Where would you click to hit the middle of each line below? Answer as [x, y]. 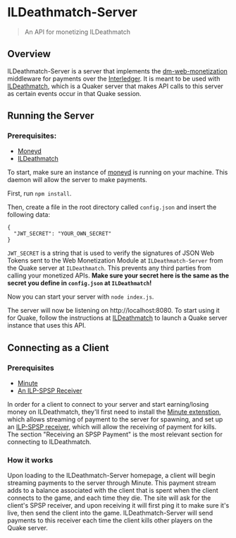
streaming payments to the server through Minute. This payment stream [112, 483]
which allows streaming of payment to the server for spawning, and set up [115, 419]
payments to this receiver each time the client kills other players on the [110, 520]
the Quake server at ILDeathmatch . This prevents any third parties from [109, 268]
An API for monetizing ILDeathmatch [77, 32]
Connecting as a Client [58, 348]
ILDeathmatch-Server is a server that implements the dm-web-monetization [117, 71]
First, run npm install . [39, 193]
